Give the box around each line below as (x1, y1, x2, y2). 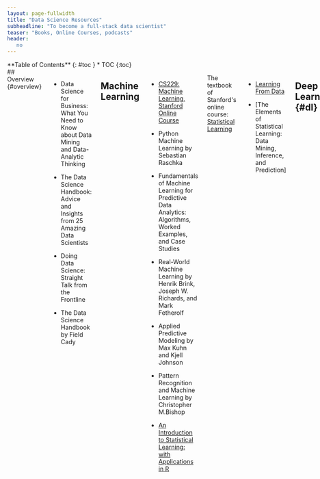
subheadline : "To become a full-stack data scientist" (7, 23, 167, 29)
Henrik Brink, (158, 280, 196, 287)
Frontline (60, 296, 85, 303)
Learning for (158, 186, 194, 194)
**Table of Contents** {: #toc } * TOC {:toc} (7, 61, 132, 68)
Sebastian (158, 151, 187, 159)
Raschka (158, 159, 183, 166)
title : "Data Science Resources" (7, 16, 103, 23)
